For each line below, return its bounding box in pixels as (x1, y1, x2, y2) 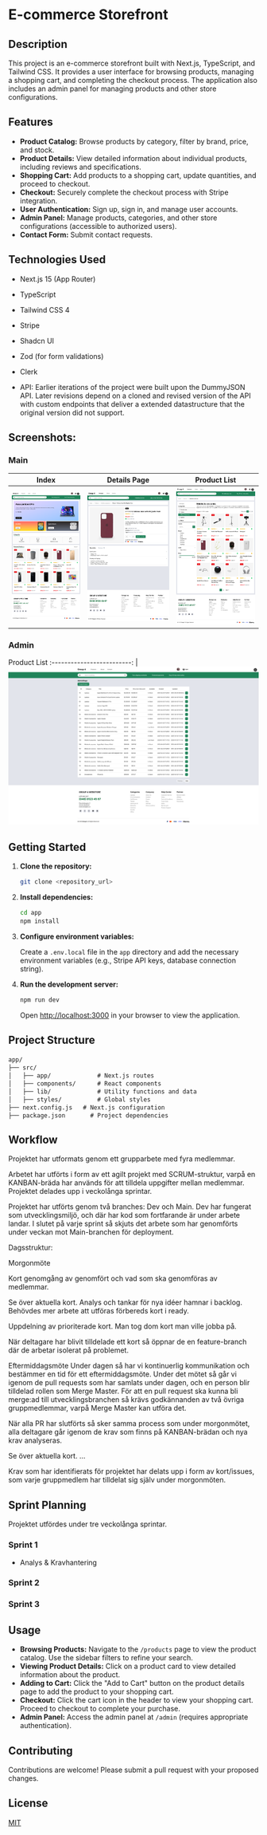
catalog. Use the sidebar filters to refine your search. (19, 1653, 193, 1663)
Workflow (8, 1132, 58, 1146)
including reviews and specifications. (19, 162, 141, 171)
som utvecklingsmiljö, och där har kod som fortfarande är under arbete (8, 1211, 241, 1220)
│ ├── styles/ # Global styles (8, 1095, 151, 1104)
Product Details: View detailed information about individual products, (19, 153, 248, 163)
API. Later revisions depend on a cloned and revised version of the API (19, 391, 252, 400)
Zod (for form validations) (19, 351, 104, 360)
